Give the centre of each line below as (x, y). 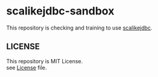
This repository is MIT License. (45, 61)
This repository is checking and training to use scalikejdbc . (79, 28)
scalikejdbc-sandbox (60, 11)
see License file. (27, 67)
